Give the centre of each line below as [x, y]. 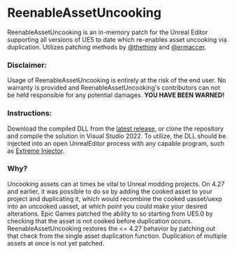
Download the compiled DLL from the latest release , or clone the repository [116, 128]
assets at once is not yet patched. [56, 243]
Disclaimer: [27, 65]
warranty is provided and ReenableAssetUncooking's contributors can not [114, 88]
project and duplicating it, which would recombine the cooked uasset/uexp [115, 199]
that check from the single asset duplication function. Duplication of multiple [117, 236]
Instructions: [30, 113]
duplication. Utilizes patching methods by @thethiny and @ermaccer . [107, 47]
